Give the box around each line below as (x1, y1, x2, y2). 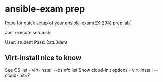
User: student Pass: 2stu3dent (5, 39, 68, 45)
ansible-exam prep (5, 3, 85, 15)
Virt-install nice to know (5, 54, 82, 62)
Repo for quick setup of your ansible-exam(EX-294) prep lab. (5, 20, 131, 26)
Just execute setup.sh (5, 29, 51, 35)
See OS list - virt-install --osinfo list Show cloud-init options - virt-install (5, 67, 153, 73)
